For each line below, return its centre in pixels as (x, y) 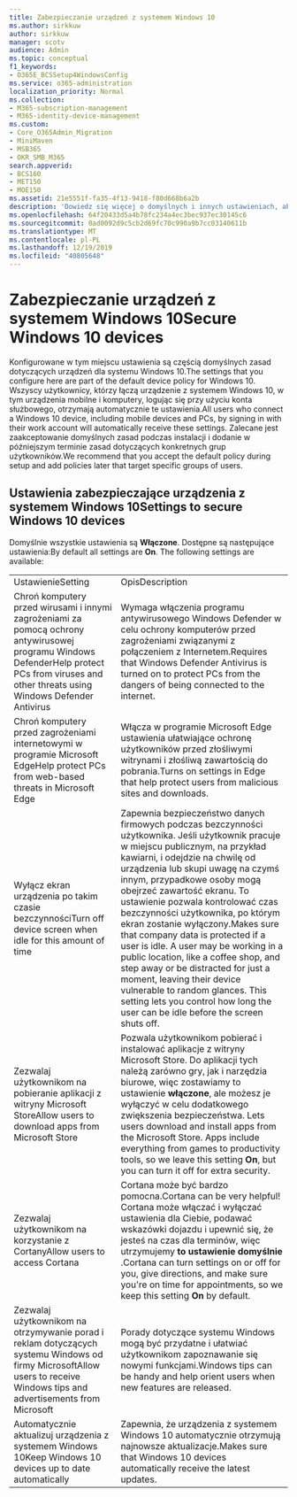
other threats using (53, 684)
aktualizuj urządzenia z (61, 1435)
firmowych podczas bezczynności (192, 824)
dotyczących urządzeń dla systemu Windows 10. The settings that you (136, 371)
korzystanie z (42, 1240)
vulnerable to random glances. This (194, 990)
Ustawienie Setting (52, 582)
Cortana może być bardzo (175, 1184)
